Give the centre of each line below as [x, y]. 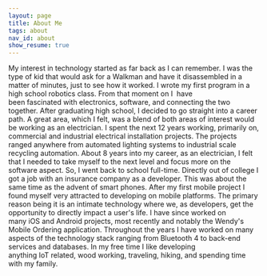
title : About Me [35, 23]
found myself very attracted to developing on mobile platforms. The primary [133, 196]
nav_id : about [32, 38]
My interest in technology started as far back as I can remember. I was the [131, 68]
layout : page [30, 16]
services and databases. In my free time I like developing [102, 247]
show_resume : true [39, 46]
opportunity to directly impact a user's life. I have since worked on [117, 213]
